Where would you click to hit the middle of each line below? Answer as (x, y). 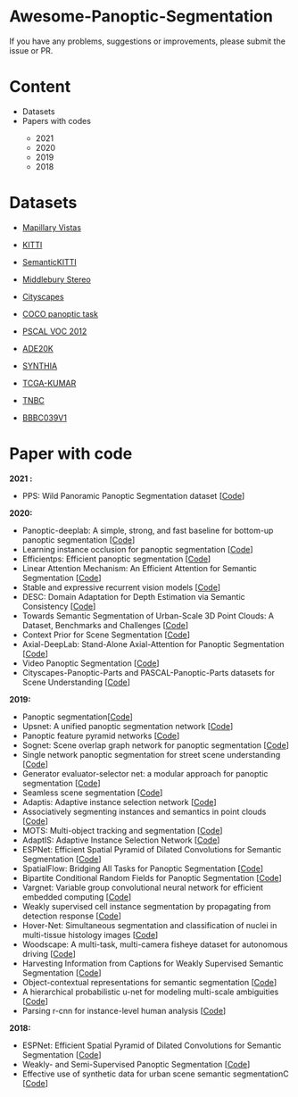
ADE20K (37, 348)
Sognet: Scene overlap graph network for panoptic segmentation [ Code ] (156, 745)
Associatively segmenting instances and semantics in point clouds (144, 811)
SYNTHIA (40, 366)
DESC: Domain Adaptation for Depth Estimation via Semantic (133, 596)
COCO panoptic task (60, 313)
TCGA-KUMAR (49, 383)
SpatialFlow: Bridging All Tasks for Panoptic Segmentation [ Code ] (143, 868)
